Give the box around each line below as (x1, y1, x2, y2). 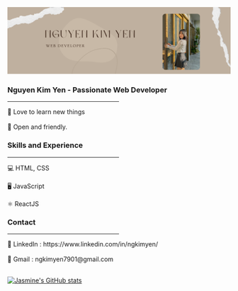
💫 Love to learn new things (7, 108, 85, 116)
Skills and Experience (7, 140, 84, 150)
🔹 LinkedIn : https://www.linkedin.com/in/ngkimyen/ (7, 239, 158, 248)
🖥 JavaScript (7, 181, 45, 190)
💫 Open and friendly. (7, 122, 68, 131)
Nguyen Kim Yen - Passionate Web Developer (7, 85, 168, 95)
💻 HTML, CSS (7, 164, 50, 172)
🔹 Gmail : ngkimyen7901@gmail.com (7, 255, 114, 263)
